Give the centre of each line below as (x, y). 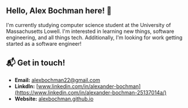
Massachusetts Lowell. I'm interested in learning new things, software (90, 31)
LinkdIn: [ (26, 86)
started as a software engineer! (44, 43)
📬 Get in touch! (36, 63)
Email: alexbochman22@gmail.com (57, 80)
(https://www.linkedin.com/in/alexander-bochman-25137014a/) (90, 92)
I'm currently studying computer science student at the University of (89, 25)
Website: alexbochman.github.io (54, 99)
